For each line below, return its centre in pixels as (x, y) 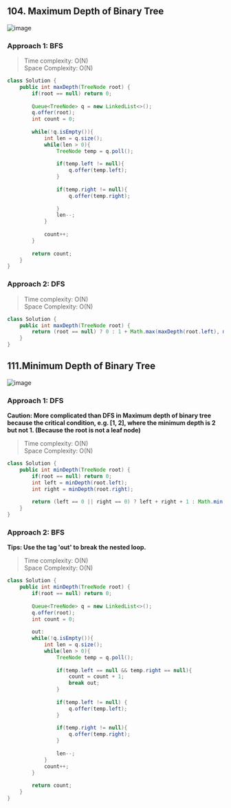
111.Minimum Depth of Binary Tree (81, 366)
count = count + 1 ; (97, 677)
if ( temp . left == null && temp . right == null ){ (124, 670)
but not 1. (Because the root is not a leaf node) (74, 431)
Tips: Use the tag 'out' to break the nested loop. (77, 548)
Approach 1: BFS (35, 45)
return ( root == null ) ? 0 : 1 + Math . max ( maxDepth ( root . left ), (126, 332)
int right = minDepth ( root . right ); (83, 489)
